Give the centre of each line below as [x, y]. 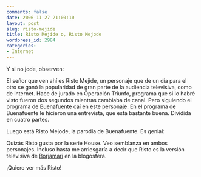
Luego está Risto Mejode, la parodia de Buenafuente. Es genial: [86, 131]
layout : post [23, 23]
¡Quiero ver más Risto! [34, 167]
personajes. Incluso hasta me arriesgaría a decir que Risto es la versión [96, 149]
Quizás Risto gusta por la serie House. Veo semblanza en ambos [87, 143]
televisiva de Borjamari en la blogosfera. [56, 156]
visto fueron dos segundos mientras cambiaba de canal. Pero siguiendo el [99, 100]
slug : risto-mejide [31, 29]
